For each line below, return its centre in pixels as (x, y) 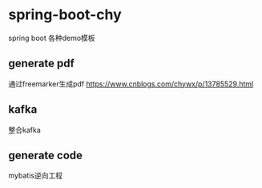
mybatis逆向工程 (35, 176)
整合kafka (25, 130)
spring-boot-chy (65, 15)
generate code (45, 155)
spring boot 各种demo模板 (52, 38)
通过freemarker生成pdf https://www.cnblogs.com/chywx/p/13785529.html (131, 84)
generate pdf (41, 64)
